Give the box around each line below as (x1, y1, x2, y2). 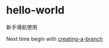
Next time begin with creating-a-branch (6, 35, 103, 42)
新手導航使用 (6, 23, 37, 30)
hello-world (6, 4, 65, 17)
